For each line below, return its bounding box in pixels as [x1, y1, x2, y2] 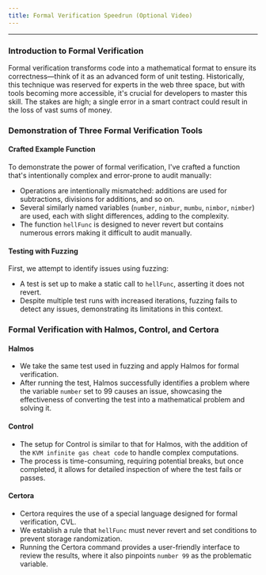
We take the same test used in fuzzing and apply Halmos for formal [19, 361, 240, 371]
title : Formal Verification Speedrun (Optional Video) [8, 11, 193, 20]
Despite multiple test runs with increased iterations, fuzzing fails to [19, 296, 237, 306]
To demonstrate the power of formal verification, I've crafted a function [8, 162, 240, 172]
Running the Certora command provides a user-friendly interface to [19, 542, 240, 551]
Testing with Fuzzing [8, 246, 78, 256]
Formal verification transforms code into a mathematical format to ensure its [8, 63, 256, 72]
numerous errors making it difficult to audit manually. [19, 228, 192, 238]
